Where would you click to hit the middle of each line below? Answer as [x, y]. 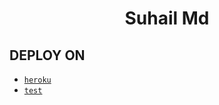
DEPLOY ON [47, 55]
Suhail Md [167, 18]
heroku [37, 80]
